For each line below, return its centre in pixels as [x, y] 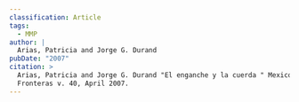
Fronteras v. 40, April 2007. [73, 83]
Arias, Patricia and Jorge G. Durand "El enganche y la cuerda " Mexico [155, 75]
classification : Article [55, 17]
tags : [19, 26]
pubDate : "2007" [39, 59]
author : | [28, 42]
